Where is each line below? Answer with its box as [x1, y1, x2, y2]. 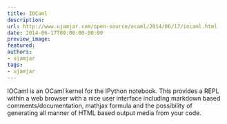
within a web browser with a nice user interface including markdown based [7, 94, 221, 102]
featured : [7, 42, 36, 49]
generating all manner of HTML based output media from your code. [7, 108, 202, 117]
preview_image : [7, 36, 51, 43]
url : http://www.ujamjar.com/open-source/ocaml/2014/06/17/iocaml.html [7, 23, 217, 30]
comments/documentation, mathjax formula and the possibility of [7, 101, 193, 110]
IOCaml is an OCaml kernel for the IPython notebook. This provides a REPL [7, 87, 219, 95]
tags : [7, 61, 23, 68]
